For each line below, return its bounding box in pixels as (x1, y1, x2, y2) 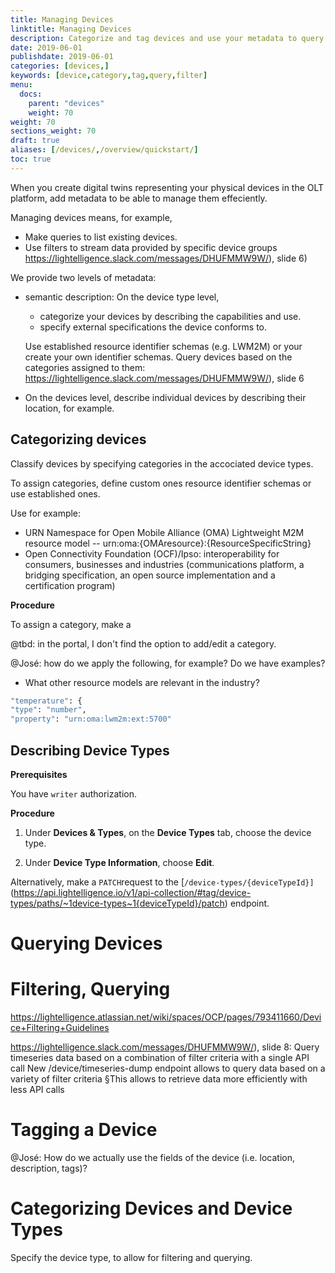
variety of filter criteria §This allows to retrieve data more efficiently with (10, 1073, 308, 1085)
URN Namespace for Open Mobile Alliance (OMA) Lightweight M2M (24, 526, 305, 538)
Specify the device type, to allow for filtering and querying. (10, 1252, 253, 1263)
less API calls (10, 1084, 65, 1096)
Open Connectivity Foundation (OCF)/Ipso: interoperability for (24, 547, 280, 560)
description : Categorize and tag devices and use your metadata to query (10, 33, 325, 43)
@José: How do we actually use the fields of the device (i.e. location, (10, 1152, 295, 1164)
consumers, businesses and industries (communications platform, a (24, 558, 305, 570)
